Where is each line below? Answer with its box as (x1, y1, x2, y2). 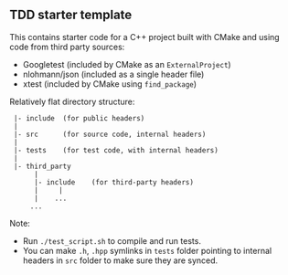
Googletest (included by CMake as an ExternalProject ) (22, 58, 231, 69)
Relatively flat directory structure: (9, 96, 135, 107)
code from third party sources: (9, 41, 125, 52)
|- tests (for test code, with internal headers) (13, 145, 219, 154)
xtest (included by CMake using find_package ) (22, 78, 197, 90)
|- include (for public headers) (13, 113, 145, 122)
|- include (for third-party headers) (33, 177, 195, 186)
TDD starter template (9, 7, 133, 23)
